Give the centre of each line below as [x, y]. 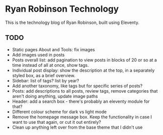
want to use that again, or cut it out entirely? [57, 122]
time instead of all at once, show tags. [50, 65]
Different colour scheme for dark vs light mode [59, 112]
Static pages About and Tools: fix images [54, 49]
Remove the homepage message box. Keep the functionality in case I [82, 117]
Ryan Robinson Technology [62, 9]
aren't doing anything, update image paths [55, 96]
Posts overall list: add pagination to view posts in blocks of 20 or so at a [84, 60]
